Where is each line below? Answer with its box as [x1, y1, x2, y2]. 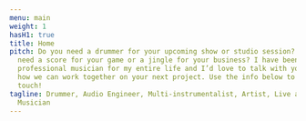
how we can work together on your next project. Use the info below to [17, 73, 296, 82]
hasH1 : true [9, 30, 55, 39]
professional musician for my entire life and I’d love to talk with [17, 65, 287, 74]
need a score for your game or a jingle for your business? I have [17, 55, 280, 65]
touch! [17, 81, 43, 90]
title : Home [9, 38, 55, 48]
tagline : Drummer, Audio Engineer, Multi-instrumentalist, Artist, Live [9, 89, 291, 98]
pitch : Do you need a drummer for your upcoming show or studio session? [9, 47, 296, 56]
